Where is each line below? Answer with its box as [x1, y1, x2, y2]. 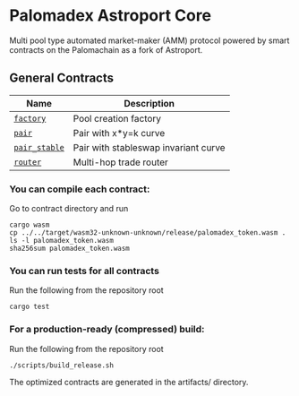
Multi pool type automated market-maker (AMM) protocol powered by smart [9, 35, 290, 46]
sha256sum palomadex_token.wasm [9, 244, 130, 254]
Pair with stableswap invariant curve [73, 141, 226, 153]
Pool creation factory [73, 112, 162, 125]
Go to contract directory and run [9, 203, 129, 214]
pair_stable [13, 142, 65, 152]
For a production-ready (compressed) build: [9, 323, 205, 336]
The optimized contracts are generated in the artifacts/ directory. [9, 376, 249, 387]
